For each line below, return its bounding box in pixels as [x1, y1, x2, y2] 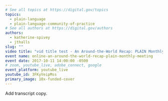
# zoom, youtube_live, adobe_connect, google [5, 63, 101, 68]
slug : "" [5, 44, 23, 49]
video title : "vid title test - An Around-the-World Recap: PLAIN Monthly [5, 49, 164, 54]
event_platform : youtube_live [5, 68, 68, 73]
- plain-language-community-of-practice [9, 21, 95, 26]
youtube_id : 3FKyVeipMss [5, 72, 57, 77]
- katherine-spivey [9, 35, 50, 40]
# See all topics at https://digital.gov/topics [5, 7, 108, 12]
